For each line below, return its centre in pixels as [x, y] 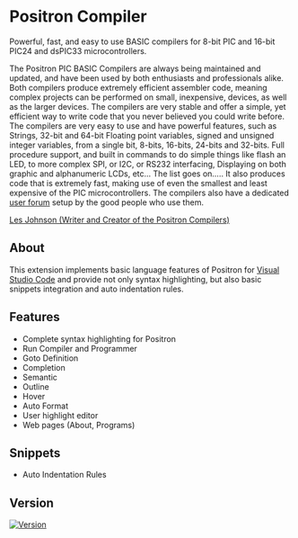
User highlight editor [60, 415]
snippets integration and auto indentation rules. [96, 289]
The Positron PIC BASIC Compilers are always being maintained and [136, 68]
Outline [35, 386]
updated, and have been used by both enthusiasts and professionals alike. [147, 77]
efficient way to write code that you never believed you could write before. [147, 116]
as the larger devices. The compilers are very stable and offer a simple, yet [148, 106]
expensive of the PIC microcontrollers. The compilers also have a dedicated [149, 193]
